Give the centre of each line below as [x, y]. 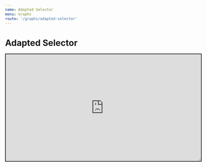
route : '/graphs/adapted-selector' [41, 19]
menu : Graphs [18, 14]
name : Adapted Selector [29, 10]
